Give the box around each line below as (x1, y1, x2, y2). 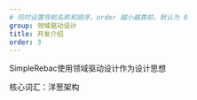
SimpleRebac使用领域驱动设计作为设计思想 (9, 63, 167, 73)
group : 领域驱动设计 (9, 21, 77, 30)
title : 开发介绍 (9, 29, 64, 38)
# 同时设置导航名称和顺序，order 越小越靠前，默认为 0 (9, 12, 188, 22)
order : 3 (9, 37, 42, 47)
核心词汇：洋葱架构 (9, 81, 80, 93)
